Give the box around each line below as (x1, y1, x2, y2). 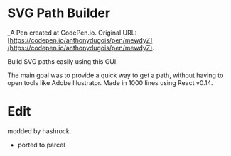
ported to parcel (17, 140, 65, 149)
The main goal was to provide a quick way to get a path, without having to (7, 71, 224, 79)
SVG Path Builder (7, 5, 111, 21)
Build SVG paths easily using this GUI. (7, 57, 119, 65)
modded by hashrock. (7, 126, 72, 135)
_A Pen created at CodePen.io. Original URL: (7, 28, 137, 37)
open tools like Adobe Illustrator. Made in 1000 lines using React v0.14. (7, 78, 213, 87)
